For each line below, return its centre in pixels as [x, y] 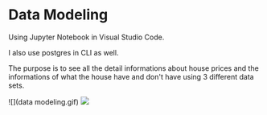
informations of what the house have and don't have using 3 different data [131, 76]
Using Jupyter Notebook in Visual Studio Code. [86, 37]
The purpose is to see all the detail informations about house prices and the [133, 68]
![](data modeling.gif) [43, 101]
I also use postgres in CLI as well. [64, 52]
